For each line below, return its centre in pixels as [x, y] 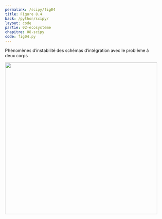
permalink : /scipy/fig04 [30, 9]
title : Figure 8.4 [24, 14]
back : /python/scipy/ [27, 18]
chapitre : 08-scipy [25, 32]
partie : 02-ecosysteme [28, 28]
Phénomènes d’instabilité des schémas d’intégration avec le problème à [77, 50]
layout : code [18, 23]
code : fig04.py [20, 37]
